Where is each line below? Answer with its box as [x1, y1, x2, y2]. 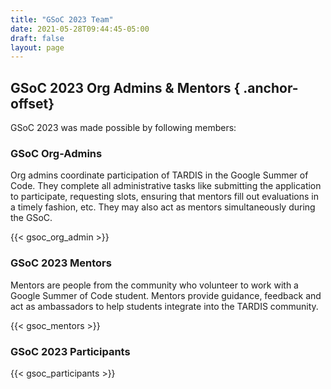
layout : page [10, 42, 65, 53]
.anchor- [243, 79, 299, 96]
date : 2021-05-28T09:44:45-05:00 [10, 24, 150, 34]
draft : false [10, 33, 65, 43]
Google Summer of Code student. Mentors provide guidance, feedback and [10, 289, 322, 301]
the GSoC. [10, 212, 53, 224]
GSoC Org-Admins [10, 146, 103, 160]
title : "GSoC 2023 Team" [10, 14, 114, 25]
